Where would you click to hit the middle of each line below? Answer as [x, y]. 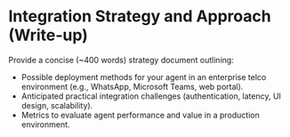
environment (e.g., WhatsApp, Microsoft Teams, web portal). [132, 86]
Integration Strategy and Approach [140, 16]
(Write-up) [48, 35]
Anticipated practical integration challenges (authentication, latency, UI [151, 96]
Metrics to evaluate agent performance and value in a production [140, 115]
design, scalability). [57, 105]
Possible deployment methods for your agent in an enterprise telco [144, 77]
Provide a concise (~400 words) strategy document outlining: [121, 60]
